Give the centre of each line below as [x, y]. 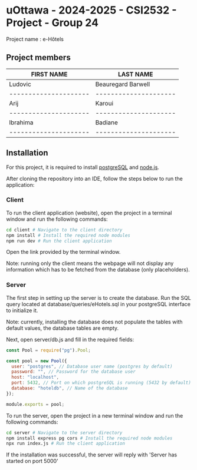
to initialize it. [22, 310]
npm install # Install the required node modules [68, 235]
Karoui [104, 103]
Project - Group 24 [52, 23]
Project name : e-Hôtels [35, 39]
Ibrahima [21, 123]
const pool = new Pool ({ [37, 361]
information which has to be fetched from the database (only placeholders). [98, 270]
